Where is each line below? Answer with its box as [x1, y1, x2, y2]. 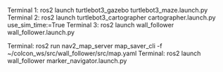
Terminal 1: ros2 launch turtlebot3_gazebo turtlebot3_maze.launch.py [7, 6, 208, 14]
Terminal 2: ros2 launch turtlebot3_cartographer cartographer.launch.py [7, 13, 216, 22]
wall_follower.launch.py [7, 28, 75, 36]
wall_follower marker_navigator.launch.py [7, 57, 127, 65]
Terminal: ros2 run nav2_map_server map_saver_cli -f [7, 42, 163, 50]
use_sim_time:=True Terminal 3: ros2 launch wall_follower [7, 21, 174, 29]
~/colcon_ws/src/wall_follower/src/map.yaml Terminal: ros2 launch [7, 49, 201, 57]
